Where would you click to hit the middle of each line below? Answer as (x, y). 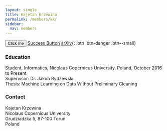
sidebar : (14, 24)
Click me (16, 43)
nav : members (23, 29)
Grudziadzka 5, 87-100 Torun (35, 118)
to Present (16, 73)
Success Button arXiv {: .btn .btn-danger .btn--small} (82, 43)
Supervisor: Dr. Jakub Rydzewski (39, 79)
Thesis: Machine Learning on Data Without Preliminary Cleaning (71, 84)
